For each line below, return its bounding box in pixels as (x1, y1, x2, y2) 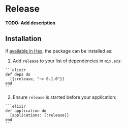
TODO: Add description (5, 20, 56, 26)
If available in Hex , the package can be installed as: (5, 48, 113, 54)
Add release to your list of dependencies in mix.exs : (12, 58, 122, 64)
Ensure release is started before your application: (12, 94, 117, 100)
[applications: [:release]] (10, 112, 70, 118)
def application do (5, 108, 47, 113)
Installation (5, 34, 42, 43)
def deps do (5, 72, 30, 77)
